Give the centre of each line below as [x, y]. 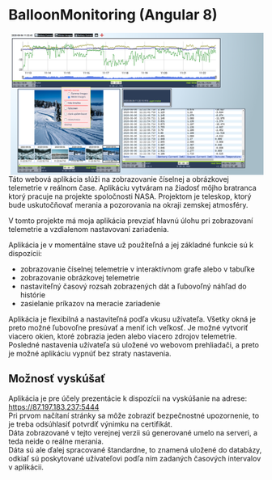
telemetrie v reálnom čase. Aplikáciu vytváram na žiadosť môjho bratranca [132, 187]
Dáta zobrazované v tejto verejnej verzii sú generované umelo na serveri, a [133, 432]
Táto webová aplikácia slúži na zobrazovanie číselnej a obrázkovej [119, 179]
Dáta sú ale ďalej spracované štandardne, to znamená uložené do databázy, [135, 449]
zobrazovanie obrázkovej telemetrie [80, 277]
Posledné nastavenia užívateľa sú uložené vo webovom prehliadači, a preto [134, 344]
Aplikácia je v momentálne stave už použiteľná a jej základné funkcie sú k [131, 245]
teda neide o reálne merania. [56, 441]
